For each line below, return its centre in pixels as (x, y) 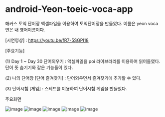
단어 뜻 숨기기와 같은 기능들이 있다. (39, 67)
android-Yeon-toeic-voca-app (69, 9)
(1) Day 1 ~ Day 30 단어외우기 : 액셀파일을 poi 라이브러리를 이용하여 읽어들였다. (83, 61)
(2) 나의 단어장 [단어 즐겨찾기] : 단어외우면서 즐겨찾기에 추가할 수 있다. (74, 78)
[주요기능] (15, 51)
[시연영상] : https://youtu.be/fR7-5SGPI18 (47, 40)
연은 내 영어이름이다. (25, 29)
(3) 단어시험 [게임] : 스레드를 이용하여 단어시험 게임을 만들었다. (66, 88)
